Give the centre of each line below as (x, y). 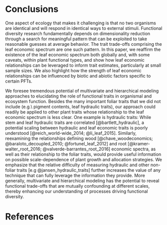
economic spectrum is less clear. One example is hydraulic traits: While (78, 117)
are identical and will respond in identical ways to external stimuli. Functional (84, 28)
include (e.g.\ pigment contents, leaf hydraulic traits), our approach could (81, 107)
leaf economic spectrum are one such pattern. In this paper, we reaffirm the (83, 49)
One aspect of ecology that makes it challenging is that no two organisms (81, 23)
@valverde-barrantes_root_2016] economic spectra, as (99, 149)
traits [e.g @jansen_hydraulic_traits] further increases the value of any (89, 170)
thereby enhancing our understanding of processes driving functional (77, 191)
